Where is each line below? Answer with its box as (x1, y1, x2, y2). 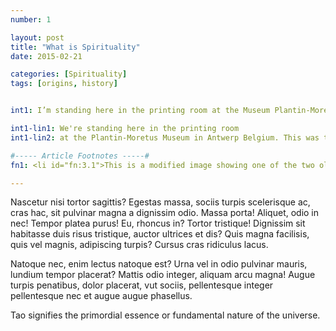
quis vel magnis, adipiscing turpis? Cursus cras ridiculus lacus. (10, 239, 269, 251)
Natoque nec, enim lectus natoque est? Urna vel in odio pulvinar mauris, (10, 258, 308, 270)
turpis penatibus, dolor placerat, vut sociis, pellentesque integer (10, 279, 274, 291)
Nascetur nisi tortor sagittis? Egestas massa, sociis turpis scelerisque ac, (10, 196, 311, 208)
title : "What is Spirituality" (10, 42, 141, 52)
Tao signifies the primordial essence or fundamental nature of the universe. (10, 309, 321, 321)
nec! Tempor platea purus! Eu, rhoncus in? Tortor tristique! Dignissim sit (10, 217, 306, 230)
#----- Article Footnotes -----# (10, 151, 150, 161)
